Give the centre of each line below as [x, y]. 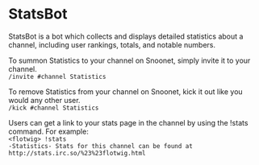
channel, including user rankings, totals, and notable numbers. [112, 44]
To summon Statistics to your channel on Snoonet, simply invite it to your [129, 60]
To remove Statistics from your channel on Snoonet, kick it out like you [126, 91]
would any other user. [44, 100]
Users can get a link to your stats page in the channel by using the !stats [128, 122]
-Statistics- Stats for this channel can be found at [101, 146]
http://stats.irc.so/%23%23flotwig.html [77, 153]
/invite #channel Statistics [57, 76]
